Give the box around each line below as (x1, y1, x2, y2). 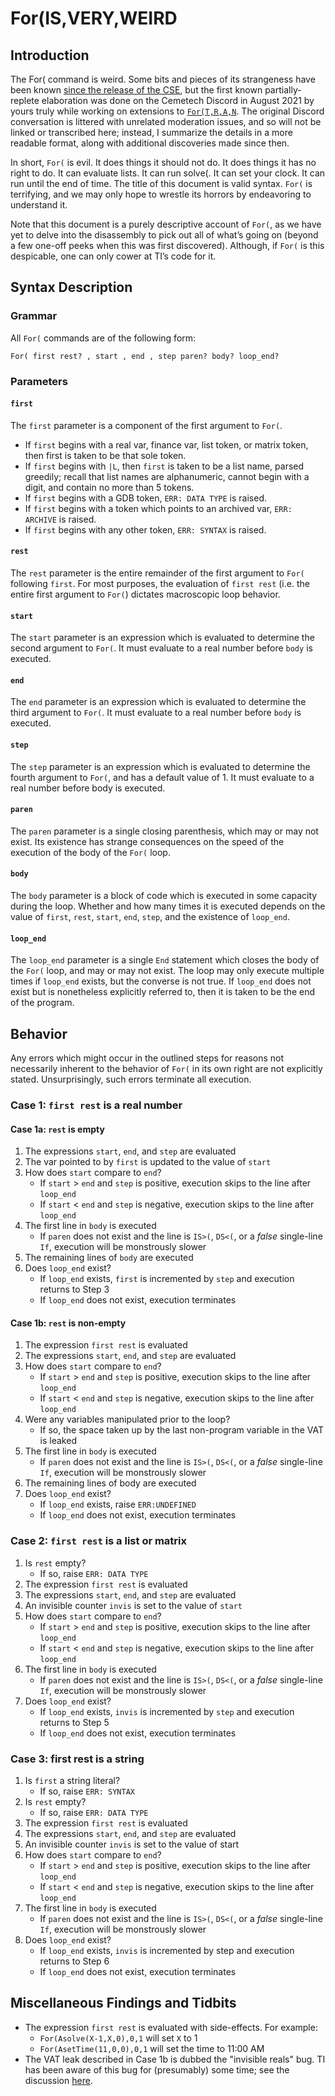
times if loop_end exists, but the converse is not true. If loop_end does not (10, 975, 312, 987)
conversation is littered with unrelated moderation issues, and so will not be (10, 116, 322, 127)
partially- (264, 84, 302, 96)
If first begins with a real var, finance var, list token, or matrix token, (24, 438, 309, 451)
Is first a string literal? (24, 1774, 121, 1786)
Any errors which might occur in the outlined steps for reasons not (10, 1052, 285, 1064)
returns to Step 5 (39, 1716, 110, 1728)
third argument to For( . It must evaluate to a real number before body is (10, 707, 302, 719)
